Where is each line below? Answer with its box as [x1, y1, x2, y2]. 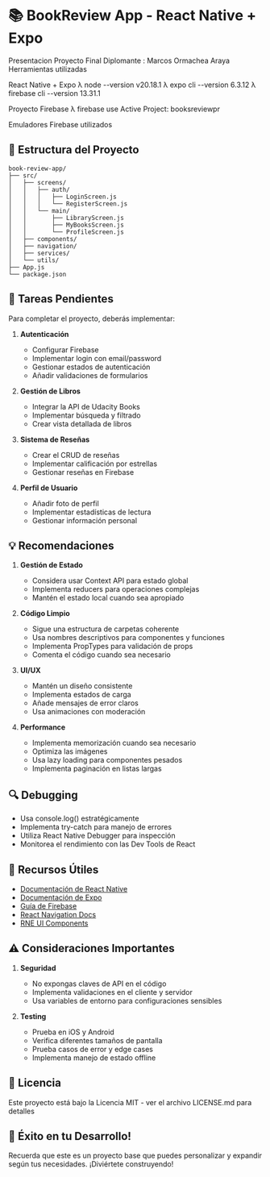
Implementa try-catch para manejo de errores [19, 822, 172, 832]
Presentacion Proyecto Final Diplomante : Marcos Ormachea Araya [8, 56, 231, 65]
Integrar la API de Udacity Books [31, 401, 141, 411]
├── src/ [8, 171, 38, 180]
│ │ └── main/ [8, 206, 70, 214]
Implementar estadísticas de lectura [31, 507, 152, 517]
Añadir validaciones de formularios [31, 370, 148, 380]
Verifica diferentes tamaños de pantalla [31, 1035, 163, 1045]
